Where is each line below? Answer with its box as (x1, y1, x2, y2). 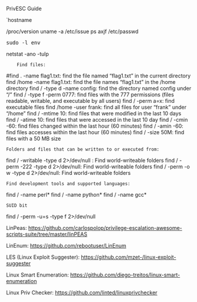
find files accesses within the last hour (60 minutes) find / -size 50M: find (6, 129, 185, 135)
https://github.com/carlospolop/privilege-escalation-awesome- (28, 225, 183, 231)
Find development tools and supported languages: (6, 181, 131, 187)
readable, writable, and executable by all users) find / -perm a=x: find (6, 98, 175, 104)
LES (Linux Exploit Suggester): (6, 254, 80, 261)
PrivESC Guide (6, 5, 42, 12)
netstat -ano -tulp (6, 50, 49, 57)
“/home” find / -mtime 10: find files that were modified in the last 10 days (6, 110, 182, 117)
